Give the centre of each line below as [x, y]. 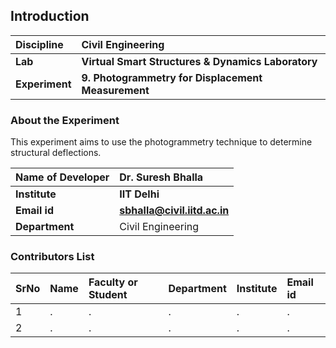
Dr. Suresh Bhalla [161, 177]
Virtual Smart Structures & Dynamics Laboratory [199, 61]
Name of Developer [62, 177]
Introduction [50, 16]
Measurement [115, 90]
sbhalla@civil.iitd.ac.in [174, 211]
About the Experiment [65, 120]
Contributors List [52, 257]
